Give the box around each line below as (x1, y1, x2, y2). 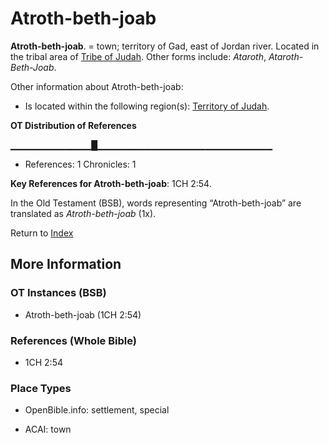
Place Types (10, 381, 72, 395)
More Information (10, 256, 122, 273)
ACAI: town (24, 423, 72, 436)
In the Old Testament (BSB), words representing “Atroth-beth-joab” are (10, 197, 302, 209)
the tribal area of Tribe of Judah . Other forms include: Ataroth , (10, 50, 267, 62)
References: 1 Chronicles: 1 (24, 158, 137, 170)
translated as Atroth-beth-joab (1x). (10, 207, 157, 219)
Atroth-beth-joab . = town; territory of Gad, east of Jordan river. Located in (10, 40, 320, 52)
